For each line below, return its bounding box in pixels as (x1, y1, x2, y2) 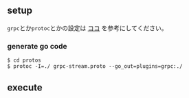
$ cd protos (7, 57, 41, 64)
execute (7, 82, 43, 93)
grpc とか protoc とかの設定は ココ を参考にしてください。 (7, 23, 168, 32)
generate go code (7, 41, 67, 51)
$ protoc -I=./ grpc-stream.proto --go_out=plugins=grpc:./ (7, 63, 184, 70)
